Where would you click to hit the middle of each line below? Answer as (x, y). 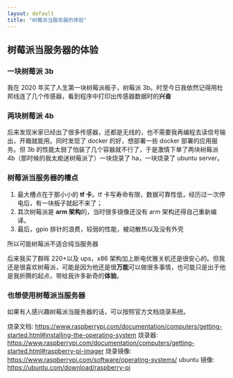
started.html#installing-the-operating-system (72, 335)
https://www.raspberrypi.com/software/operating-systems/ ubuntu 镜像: (111, 360)
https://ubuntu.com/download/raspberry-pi (69, 368)
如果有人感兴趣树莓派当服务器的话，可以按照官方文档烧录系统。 (98, 312)
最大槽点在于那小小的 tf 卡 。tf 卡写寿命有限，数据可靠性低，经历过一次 (118, 194)
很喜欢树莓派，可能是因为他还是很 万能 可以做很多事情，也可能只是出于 (119, 267)
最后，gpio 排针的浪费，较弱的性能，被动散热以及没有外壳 (100, 228)
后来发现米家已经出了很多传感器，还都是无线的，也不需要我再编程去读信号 (113, 132)
